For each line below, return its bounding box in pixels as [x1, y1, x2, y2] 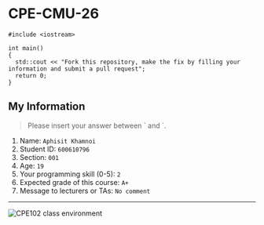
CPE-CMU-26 [8, 5, 100, 23]
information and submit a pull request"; [8, 64, 146, 73]
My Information [8, 100, 86, 114]
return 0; [15, 71, 47, 79]
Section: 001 [19, 152, 60, 161]
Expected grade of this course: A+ [19, 177, 129, 187]
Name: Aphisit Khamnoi [19, 136, 96, 145]
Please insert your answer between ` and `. [27, 121, 167, 130]
